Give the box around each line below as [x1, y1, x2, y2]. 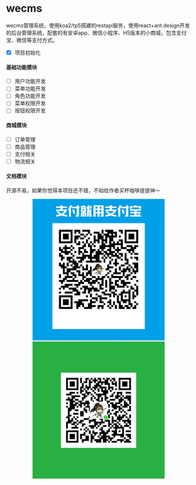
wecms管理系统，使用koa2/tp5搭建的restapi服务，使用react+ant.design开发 [6, 22, 190, 29]
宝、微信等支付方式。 [6, 36, 58, 43]
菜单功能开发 [14, 85, 46, 92]
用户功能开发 [14, 78, 46, 85]
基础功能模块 [6, 63, 37, 70]
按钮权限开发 [14, 107, 46, 114]
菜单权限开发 [14, 100, 46, 107]
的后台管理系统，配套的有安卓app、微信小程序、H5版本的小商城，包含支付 [6, 29, 187, 36]
